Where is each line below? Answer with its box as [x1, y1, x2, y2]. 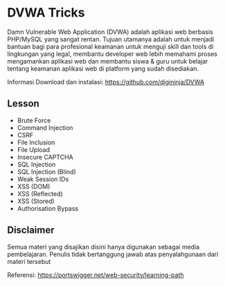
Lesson [7, 98, 39, 110]
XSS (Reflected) [17, 189, 64, 198]
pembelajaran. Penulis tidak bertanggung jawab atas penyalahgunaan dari [7, 250, 219, 258]
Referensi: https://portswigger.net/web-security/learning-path [7, 271, 185, 279]
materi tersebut [7, 257, 51, 265]
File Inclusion [17, 138, 55, 146]
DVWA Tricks [7, 5, 85, 21]
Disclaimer [7, 225, 55, 236]
